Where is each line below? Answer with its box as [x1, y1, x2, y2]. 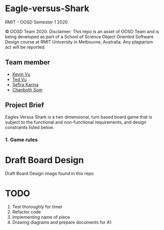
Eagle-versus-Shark [5, 3, 90, 14]
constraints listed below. [5, 124, 54, 130]
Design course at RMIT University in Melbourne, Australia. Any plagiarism [5, 39, 153, 44]
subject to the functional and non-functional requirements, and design [5, 119, 147, 125]
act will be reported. [5, 44, 46, 50]
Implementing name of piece [12, 214, 70, 220]
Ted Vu [12, 76, 27, 82]
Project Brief [5, 101, 44, 109]
